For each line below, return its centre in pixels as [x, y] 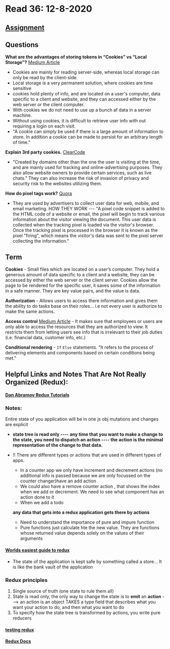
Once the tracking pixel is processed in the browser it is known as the [85, 230]
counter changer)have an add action [58, 481]
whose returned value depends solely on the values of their [82, 533]
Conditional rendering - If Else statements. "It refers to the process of [79, 347]
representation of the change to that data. [57, 445]
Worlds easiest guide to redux [37, 550]
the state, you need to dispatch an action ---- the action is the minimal [88, 440]
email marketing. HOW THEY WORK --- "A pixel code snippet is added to [89, 209]
